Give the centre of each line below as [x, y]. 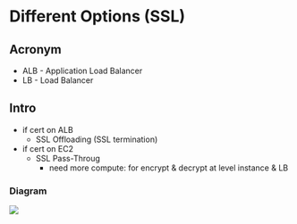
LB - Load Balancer [58, 80]
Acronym [35, 50]
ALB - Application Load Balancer [82, 71]
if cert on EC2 [48, 148]
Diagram [28, 191]
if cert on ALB [47, 129]
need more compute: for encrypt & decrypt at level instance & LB [169, 168]
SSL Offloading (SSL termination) [97, 139]
